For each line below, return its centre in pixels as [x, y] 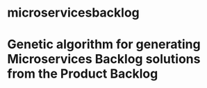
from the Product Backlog [83, 74]
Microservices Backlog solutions [104, 59]
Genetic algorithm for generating [104, 45]
